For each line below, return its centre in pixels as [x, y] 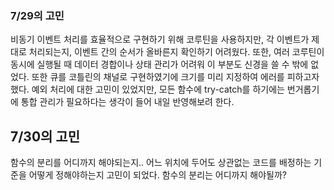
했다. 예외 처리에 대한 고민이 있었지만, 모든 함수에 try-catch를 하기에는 [147, 89]
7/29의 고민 [37, 15]
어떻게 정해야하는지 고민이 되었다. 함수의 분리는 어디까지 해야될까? [157, 175]
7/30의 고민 [45, 136]
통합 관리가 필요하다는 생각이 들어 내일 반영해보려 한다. [127, 102]
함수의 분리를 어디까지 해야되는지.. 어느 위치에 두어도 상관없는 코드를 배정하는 [161, 163]
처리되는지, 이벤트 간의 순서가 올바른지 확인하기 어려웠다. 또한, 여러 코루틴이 [176, 52]
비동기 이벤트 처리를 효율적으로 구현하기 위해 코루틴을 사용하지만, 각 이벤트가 [160, 39]
